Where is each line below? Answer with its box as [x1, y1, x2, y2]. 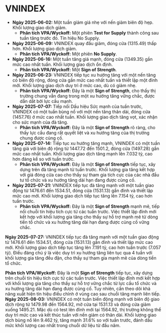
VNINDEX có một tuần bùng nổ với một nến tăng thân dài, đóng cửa [12, 108, 151, 114]
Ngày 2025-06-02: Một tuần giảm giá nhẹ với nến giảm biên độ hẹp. [12, 19, 154, 25]
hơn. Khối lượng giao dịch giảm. [12, 46, 77, 51]
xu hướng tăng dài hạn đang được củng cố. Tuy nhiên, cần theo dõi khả [5, 285, 151, 291]
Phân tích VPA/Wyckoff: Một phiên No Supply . [19, 50, 117, 57]
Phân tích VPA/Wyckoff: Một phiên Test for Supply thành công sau [19, 30, 159, 36]
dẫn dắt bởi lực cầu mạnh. [19, 98, 73, 104]
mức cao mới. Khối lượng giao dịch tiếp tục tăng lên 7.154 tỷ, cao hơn [12, 192, 153, 198]
